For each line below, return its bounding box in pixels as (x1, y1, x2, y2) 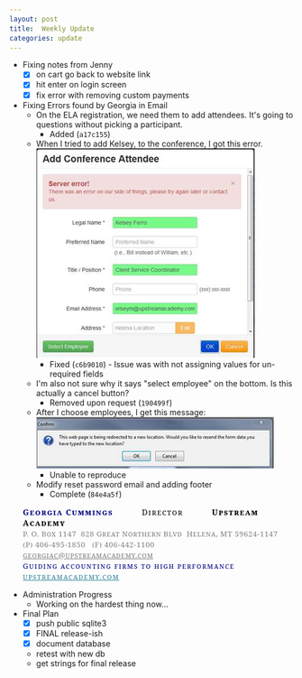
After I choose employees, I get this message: (35, 406, 206, 417)
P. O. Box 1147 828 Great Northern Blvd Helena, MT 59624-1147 (22, 528, 279, 539)
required (49, 368, 81, 379)
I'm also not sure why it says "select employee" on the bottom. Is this (35, 377, 293, 388)
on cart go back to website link (35, 69, 151, 80)
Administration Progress (22, 589, 113, 599)
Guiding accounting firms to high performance (22, 560, 235, 571)
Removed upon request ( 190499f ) (49, 397, 173, 408)
